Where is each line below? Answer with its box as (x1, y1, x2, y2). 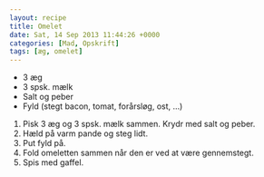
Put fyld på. (22, 138, 66, 149)
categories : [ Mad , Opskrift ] (9, 38, 120, 48)
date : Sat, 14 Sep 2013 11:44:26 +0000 (9, 30, 161, 39)
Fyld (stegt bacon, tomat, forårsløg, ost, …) (22, 101, 183, 112)
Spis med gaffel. (22, 157, 84, 168)
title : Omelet (9, 22, 64, 31)
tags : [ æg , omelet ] (9, 47, 83, 56)
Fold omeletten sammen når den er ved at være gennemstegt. (22, 147, 254, 159)
